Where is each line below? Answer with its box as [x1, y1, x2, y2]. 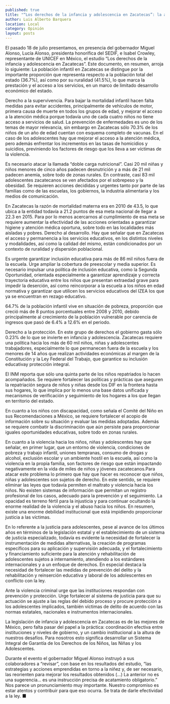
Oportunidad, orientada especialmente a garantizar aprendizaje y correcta [5, 272, 160, 278]
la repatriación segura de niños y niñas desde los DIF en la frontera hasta [5, 382, 158, 388]
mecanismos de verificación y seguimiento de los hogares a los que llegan [5, 393, 161, 398]
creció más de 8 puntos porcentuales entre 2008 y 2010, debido [5, 309, 139, 314]
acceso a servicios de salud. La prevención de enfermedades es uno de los [5, 119, 163, 125]
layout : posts [5, 31, 35, 36]
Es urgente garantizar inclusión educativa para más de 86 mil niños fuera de [5, 256, 164, 262]
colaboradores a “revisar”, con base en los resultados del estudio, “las [5, 661, 152, 667]
